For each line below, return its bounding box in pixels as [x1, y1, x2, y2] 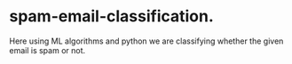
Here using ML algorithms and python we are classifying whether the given [9, 36, 284, 46]
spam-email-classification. [9, 6, 215, 27]
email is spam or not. [9, 44, 86, 55]
